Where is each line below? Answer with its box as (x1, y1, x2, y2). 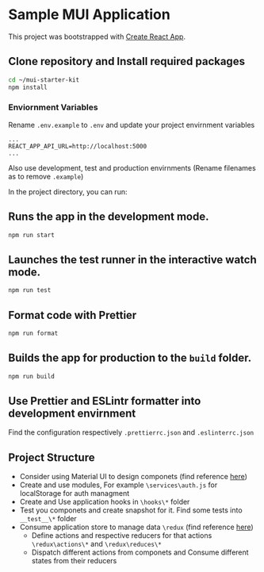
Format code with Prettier (8, 308, 137, 322)
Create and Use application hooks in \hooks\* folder (19, 497, 190, 507)
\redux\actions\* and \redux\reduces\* (31, 539, 163, 549)
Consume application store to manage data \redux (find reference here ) (19, 522, 254, 532)
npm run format (8, 329, 59, 337)
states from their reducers (31, 556, 117, 566)
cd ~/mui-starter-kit (8, 75, 80, 84)
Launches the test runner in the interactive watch (8, 252, 258, 267)
